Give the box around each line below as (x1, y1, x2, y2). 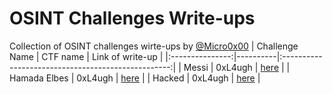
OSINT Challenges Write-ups (9, 7, 256, 30)
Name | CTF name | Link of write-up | (9, 50, 164, 62)
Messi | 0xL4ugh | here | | (183, 61, 291, 73)
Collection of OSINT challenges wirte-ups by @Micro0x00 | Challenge (9, 40, 299, 52)
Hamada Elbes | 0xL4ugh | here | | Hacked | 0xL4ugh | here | (9, 72, 261, 84)
